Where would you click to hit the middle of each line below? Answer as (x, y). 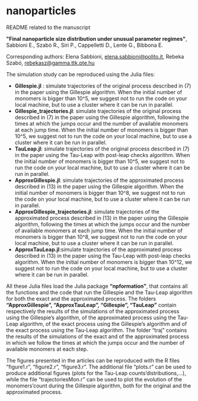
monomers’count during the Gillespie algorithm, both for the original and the (98, 386)
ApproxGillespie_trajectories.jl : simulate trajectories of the (87, 211)
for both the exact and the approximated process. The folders (81, 299)
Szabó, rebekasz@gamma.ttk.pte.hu (51, 63)
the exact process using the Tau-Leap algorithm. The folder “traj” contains (97, 330)
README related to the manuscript (48, 27)
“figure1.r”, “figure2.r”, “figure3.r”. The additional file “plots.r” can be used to (99, 367)
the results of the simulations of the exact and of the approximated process (98, 336)
